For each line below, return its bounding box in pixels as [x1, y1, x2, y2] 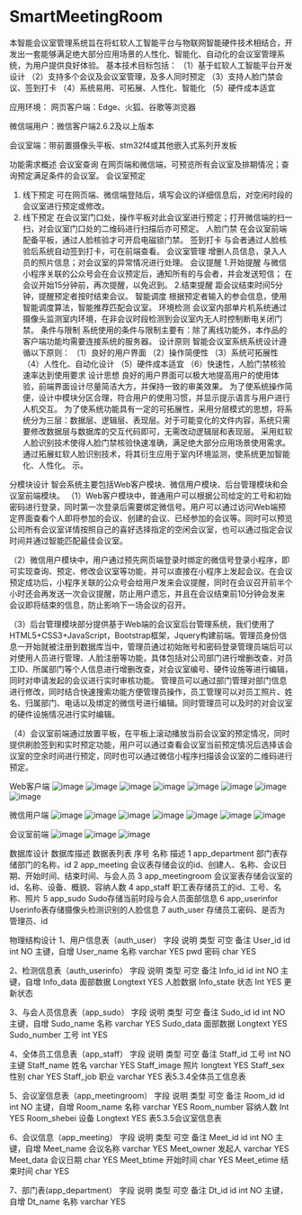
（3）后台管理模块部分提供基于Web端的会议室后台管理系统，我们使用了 [9, 618, 276, 629]
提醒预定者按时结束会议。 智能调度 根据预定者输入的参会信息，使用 [38, 290, 288, 301]
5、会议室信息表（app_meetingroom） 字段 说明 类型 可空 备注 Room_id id [9, 1090, 285, 1101]
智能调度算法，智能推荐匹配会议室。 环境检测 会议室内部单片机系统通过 [22, 302, 288, 313]
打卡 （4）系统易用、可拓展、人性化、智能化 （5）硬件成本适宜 [40, 82, 276, 93]
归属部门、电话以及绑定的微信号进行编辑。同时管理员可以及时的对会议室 [24, 697, 293, 708]
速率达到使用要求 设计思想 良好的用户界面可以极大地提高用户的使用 [22, 370, 271, 380]
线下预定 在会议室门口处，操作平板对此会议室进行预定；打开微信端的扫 [22, 212, 285, 223]
